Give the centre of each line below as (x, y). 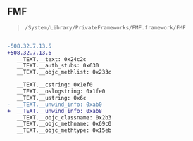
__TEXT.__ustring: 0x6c (51, 98)
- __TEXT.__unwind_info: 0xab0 (55, 105)
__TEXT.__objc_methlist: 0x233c (64, 72)
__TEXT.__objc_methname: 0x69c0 (64, 124)
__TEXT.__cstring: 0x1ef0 (55, 85)
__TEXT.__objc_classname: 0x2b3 (64, 117)
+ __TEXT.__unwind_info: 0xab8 (55, 111)
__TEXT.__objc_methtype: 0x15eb (64, 130)
